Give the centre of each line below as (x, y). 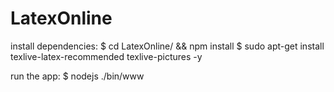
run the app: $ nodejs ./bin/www (77, 76)
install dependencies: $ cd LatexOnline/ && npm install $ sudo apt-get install (167, 46)
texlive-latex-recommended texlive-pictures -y (106, 56)
